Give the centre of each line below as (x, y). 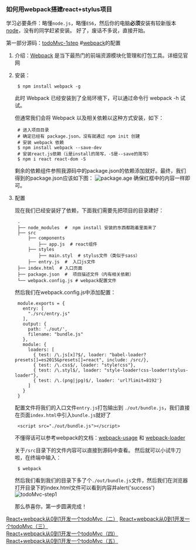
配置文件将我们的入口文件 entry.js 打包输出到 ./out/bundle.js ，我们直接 (102, 408)
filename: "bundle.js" (55, 334)
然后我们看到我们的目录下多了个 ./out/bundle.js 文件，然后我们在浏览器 (101, 481)
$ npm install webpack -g (49, 86)
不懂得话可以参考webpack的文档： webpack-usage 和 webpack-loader (100, 438)
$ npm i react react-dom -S (52, 159)
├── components (46, 238)
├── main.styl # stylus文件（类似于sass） (89, 256)
